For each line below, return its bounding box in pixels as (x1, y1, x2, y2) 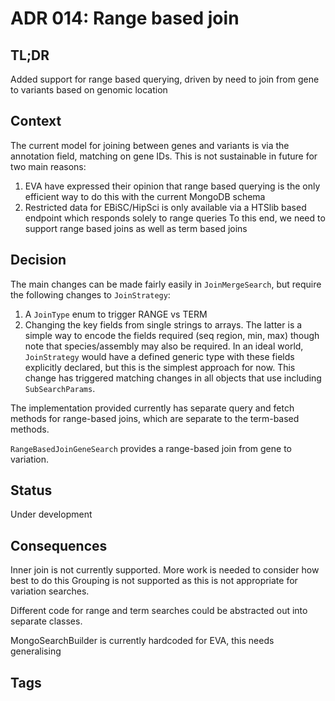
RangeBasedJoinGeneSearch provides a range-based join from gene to (10, 442, 292, 454)
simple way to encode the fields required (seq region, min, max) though (24, 329, 320, 341)
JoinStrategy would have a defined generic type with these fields (24, 350, 295, 362)
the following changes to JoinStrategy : (10, 288, 171, 301)
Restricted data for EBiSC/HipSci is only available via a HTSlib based (24, 201, 307, 213)
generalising (10, 645, 62, 657)
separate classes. (10, 615, 83, 627)
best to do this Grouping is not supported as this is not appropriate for (10, 575, 298, 587)
